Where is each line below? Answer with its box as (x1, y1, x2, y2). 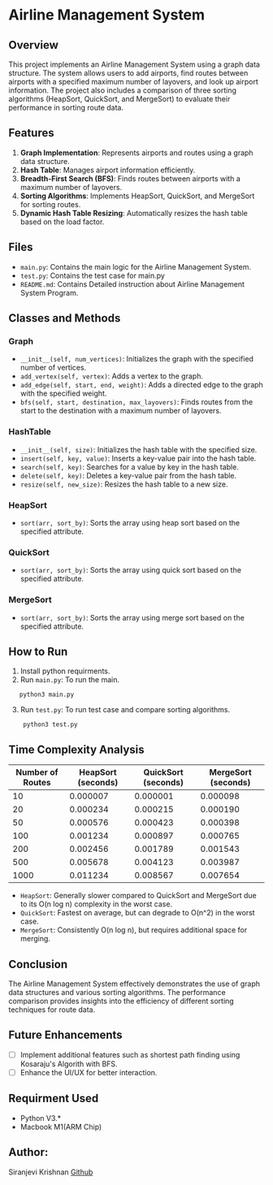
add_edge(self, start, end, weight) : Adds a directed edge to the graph (19, 380, 264, 390)
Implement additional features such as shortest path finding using (19, 1049, 240, 1059)
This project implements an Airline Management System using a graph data (8, 59, 260, 69)
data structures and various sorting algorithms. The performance (8, 987, 226, 997)
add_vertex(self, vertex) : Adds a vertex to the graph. (19, 371, 203, 381)
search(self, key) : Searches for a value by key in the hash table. (19, 461, 240, 472)
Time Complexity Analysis (8, 742, 145, 756)
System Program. (19, 288, 79, 297)
